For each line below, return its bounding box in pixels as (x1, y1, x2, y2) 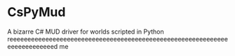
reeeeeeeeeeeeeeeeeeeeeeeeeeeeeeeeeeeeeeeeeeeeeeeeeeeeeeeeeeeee (7, 34, 228, 43)
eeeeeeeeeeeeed (7, 42, 58, 50)
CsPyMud (7, 4, 66, 20)
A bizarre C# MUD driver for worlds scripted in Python (7, 27, 165, 36)
